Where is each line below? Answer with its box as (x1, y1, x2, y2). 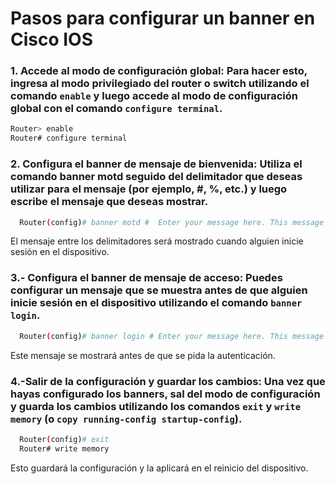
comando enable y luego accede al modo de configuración (10, 89, 298, 103)
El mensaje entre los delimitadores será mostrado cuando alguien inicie (10, 235, 304, 247)
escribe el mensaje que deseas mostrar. (10, 195, 209, 209)
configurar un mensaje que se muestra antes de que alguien (10, 283, 308, 297)
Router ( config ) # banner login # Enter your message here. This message (19, 331, 325, 341)
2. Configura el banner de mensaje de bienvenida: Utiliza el (10, 157, 303, 171)
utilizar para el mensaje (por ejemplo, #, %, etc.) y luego (10, 182, 288, 196)
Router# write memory (19, 443, 110, 454)
